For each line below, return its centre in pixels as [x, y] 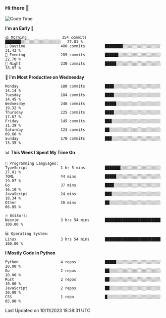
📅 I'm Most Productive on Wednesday [45, 77]
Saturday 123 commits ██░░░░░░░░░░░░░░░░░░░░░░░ [83, 130]
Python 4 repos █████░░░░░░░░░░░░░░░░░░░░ [83, 262]
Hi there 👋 [17, 8]
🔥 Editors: [17, 216]
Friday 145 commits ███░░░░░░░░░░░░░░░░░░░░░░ [83, 121]
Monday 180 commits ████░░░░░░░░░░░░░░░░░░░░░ [83, 87]
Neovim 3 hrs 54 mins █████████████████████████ [83, 220]
